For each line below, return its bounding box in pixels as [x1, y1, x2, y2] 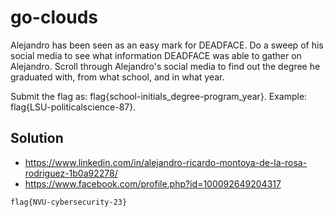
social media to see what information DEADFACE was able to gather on [10, 49, 302, 61]
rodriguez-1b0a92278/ [24, 167, 118, 179]
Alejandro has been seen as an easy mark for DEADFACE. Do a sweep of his [10, 39, 324, 51]
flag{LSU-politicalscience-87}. [10, 101, 137, 113]
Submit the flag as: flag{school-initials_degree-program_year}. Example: [10, 90, 308, 102]
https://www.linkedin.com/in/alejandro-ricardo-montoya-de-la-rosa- [24, 156, 308, 168]
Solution [10, 130, 64, 147]
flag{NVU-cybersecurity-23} [10, 197, 128, 207]
